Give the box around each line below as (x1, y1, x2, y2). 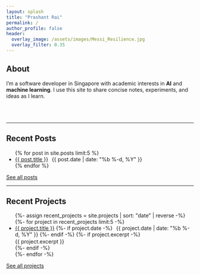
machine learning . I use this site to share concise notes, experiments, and (6, 86, 189, 93)
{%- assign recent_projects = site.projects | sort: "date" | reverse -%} (14, 212, 186, 219)
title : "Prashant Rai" (6, 14, 62, 20)
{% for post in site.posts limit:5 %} (14, 149, 99, 157)
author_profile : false (6, 25, 62, 32)
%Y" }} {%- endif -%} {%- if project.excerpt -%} (21, 231, 141, 238)
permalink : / (6, 20, 39, 26)
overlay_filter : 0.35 (11, 42, 65, 48)
